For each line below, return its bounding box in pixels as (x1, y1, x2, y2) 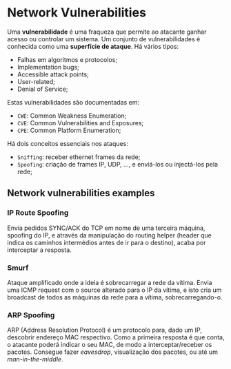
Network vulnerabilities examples (7, 187, 155, 199)
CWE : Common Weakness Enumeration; (17, 112, 127, 120)
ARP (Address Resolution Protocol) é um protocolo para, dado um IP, (7, 326, 202, 335)
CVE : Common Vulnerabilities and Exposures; (17, 118, 144, 127)
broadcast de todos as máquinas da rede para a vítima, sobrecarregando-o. (7, 293, 223, 301)
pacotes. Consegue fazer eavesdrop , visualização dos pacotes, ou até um (7, 348, 219, 356)
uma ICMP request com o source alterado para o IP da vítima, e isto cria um (7, 286, 222, 294)
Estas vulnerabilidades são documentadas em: (7, 98, 140, 106)
